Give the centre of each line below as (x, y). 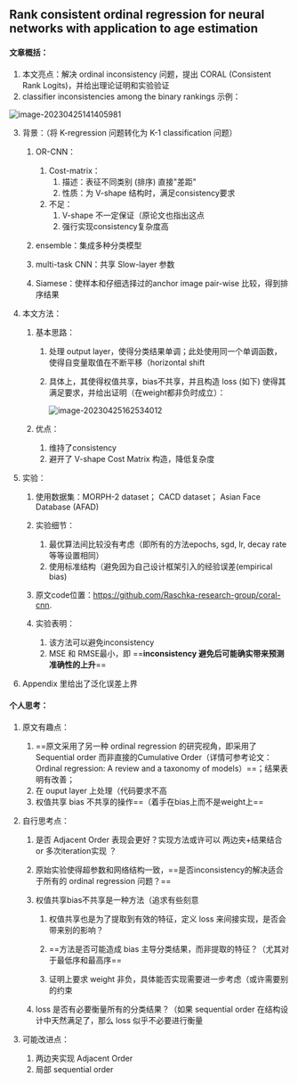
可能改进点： (45, 1039)
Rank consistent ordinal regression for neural (137, 15)
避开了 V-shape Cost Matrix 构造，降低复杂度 (132, 459)
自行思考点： (45, 821)
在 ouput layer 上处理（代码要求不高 (101, 790)
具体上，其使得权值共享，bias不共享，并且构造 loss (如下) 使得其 (167, 381)
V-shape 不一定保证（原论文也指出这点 (133, 215)
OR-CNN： (56, 152)
